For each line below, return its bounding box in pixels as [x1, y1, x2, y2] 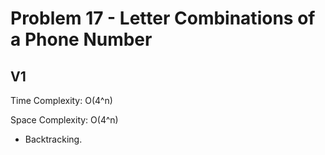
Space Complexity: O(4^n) [10, 114, 119, 126]
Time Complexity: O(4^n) [10, 95, 113, 106]
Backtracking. [24, 133, 83, 145]
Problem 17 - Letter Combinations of [10, 7, 316, 30]
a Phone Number [10, 28, 153, 51]
